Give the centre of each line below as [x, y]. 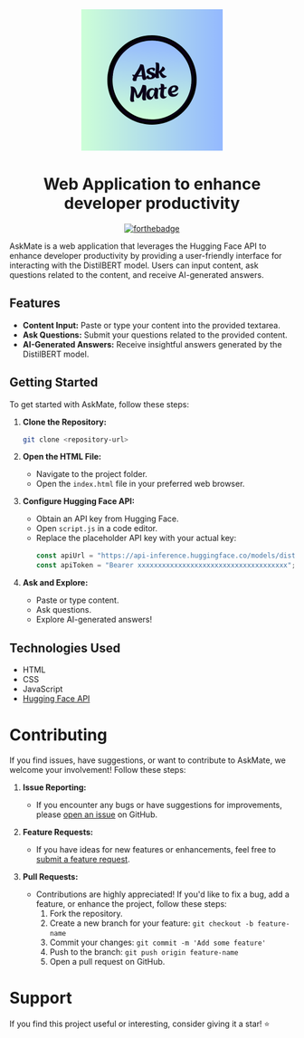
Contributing [58, 735]
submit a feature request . [83, 859]
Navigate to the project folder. [91, 474]
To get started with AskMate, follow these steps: [100, 404]
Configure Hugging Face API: [79, 501]
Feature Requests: [57, 832]
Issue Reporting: [54, 787]
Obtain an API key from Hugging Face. [107, 519]
